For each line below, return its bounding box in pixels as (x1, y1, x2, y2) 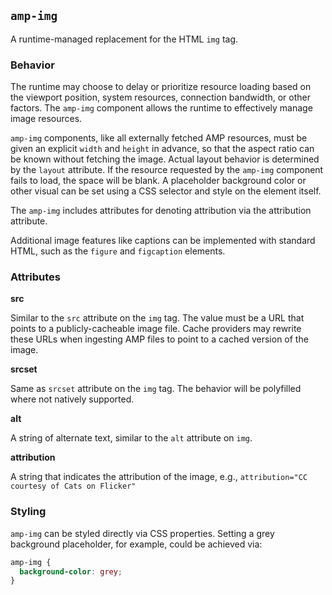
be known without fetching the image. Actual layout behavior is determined (10, 153, 320, 165)
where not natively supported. (10, 393, 135, 405)
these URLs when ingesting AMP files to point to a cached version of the (10, 333, 309, 345)
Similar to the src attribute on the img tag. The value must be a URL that (10, 312, 305, 324)
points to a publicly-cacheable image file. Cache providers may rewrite (10, 323, 302, 335)
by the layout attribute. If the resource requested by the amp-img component (10, 164, 324, 176)
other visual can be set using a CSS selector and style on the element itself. (10, 185, 322, 197)
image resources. (10, 113, 83, 125)
